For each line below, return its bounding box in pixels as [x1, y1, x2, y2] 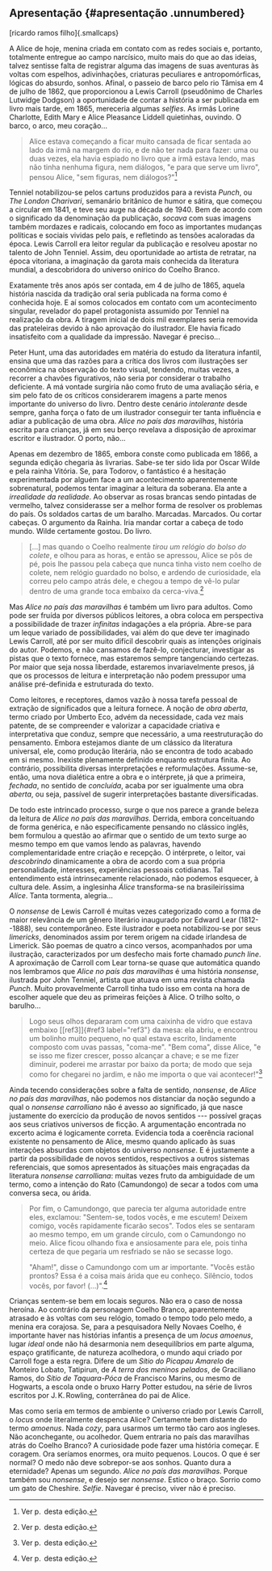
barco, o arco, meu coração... [9, 120, 108, 130]
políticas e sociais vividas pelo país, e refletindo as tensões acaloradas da [9, 230, 255, 241]
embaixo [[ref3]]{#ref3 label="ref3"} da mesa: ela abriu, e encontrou [28, 1025, 258, 1035]
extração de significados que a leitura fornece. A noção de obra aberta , [9, 704, 249, 713]
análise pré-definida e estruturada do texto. [9, 679, 154, 689]
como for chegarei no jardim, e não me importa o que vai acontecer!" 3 [28, 1068, 263, 1079]
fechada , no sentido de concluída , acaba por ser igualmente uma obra [9, 781, 245, 791]
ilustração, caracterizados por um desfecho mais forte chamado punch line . [9, 949, 262, 960]
